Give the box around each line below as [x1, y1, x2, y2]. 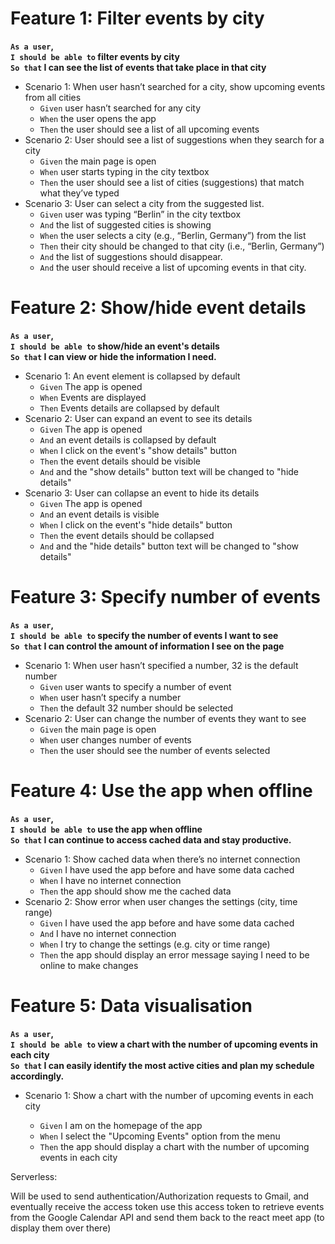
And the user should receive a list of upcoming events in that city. [39, 261, 307, 273]
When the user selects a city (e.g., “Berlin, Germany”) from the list [39, 229, 307, 241]
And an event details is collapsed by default [39, 433, 217, 446]
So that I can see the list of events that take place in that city [10, 61, 267, 73]
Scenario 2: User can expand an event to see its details [24, 412, 253, 424]
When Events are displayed [39, 391, 147, 403]
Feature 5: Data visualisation [10, 994, 253, 1017]
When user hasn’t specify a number [39, 691, 182, 703]
